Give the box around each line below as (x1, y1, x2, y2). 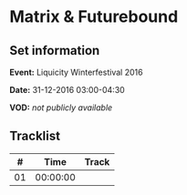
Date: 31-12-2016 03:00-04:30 (9, 85, 125, 95)
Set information (9, 43, 100, 58)
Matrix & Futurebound (9, 6, 179, 27)
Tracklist (9, 128, 61, 144)
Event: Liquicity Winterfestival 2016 (9, 67, 143, 77)
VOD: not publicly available (9, 102, 113, 113)
